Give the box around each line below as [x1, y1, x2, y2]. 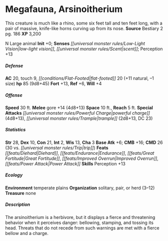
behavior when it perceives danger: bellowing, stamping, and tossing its [5, 219, 154, 225]
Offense [5, 92, 23, 98]
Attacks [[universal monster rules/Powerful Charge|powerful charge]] [5, 110, 150, 116]
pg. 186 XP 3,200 [5, 31, 42, 37]
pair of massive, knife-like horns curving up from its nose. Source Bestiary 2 [5, 25, 163, 31]
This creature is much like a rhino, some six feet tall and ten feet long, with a [5, 20, 163, 26]
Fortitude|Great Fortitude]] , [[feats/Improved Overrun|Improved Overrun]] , [5, 155, 159, 161]
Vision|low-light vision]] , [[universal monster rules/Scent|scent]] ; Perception [5, 46, 163, 52]
